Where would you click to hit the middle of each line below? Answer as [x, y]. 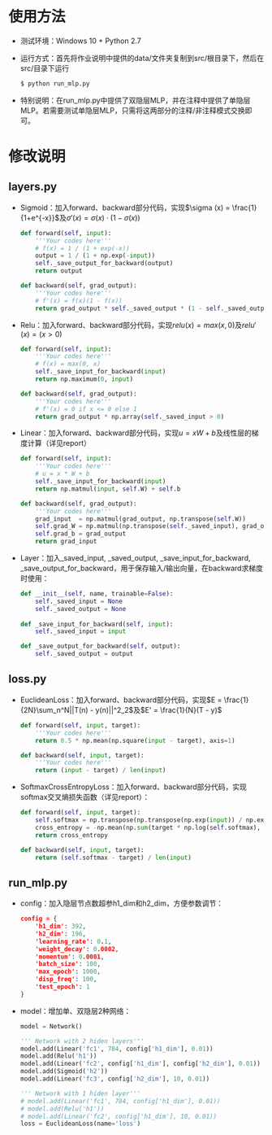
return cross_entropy [71, 835]
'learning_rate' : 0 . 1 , [73, 941]
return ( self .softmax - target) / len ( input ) [114, 858]
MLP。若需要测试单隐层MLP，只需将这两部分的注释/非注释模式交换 [132, 110]
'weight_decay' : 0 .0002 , [77, 949]
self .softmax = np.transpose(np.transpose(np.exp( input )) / [139, 820]
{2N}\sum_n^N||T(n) [54, 709]
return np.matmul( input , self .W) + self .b [108, 489]
